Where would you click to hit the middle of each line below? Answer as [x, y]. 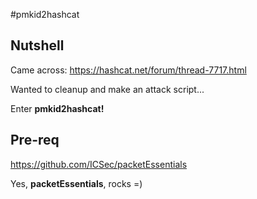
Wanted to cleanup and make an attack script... [107, 89]
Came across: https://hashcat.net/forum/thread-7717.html [128, 70]
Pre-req [35, 140]
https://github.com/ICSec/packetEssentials [99, 164]
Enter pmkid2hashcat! [57, 108]
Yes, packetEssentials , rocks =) [76, 183]
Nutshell [37, 45]
